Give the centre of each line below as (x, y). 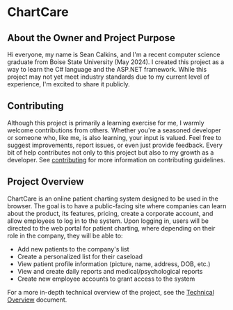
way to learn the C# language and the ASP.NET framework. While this (107, 69)
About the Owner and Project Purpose (91, 38)
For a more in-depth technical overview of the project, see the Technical (111, 292)
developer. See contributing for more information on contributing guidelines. (116, 160)
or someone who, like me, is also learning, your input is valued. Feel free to (114, 137)
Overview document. (37, 300)
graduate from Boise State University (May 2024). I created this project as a (116, 62)
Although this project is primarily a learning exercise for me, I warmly (106, 123)
